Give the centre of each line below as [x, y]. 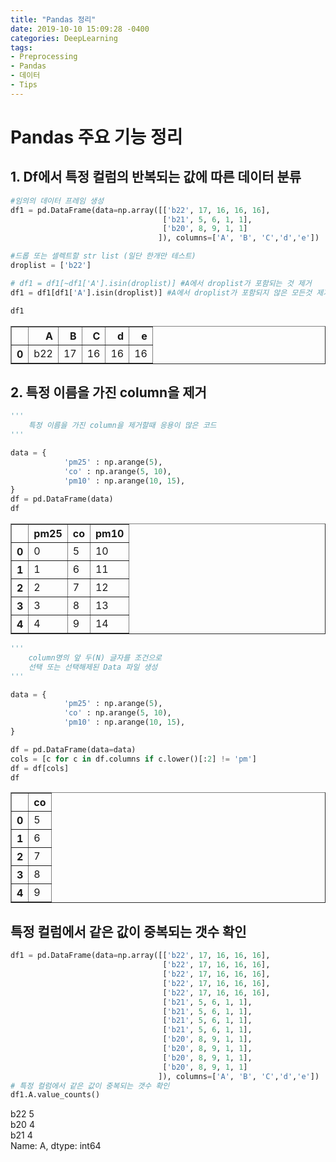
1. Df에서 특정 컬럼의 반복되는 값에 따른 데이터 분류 [156, 177]
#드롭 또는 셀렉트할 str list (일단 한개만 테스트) [103, 256]
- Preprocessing [44, 57]
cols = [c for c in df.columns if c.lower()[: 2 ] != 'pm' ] [133, 759]
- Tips [24, 85]
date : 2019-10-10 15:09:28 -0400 [80, 29]
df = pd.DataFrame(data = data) [73, 749]
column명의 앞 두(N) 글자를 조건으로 [95, 657]
